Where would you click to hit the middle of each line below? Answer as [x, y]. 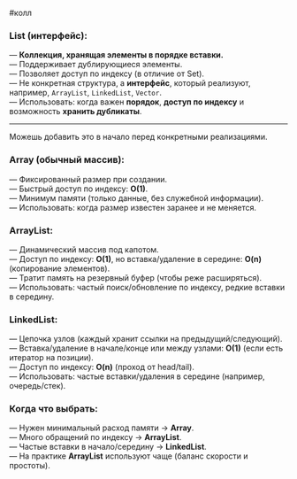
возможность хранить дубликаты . [76, 112]
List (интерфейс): [49, 35]
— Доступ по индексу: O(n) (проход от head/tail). [102, 367]
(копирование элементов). [60, 268]
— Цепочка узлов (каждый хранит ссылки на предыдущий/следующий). [146, 339]
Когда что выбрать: [54, 409]
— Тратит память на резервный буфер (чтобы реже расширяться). [136, 277]
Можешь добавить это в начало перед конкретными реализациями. [138, 137]
